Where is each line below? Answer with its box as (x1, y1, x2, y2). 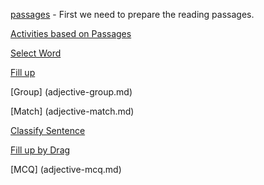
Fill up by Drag (10, 144, 71, 156)
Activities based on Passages (10, 28, 132, 39)
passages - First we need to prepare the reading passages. (10, 9, 255, 20)
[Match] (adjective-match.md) (10, 105, 135, 117)
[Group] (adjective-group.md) (10, 86, 133, 98)
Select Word (10, 47, 62, 59)
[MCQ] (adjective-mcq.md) (10, 164, 122, 175)
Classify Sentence (10, 125, 86, 136)
